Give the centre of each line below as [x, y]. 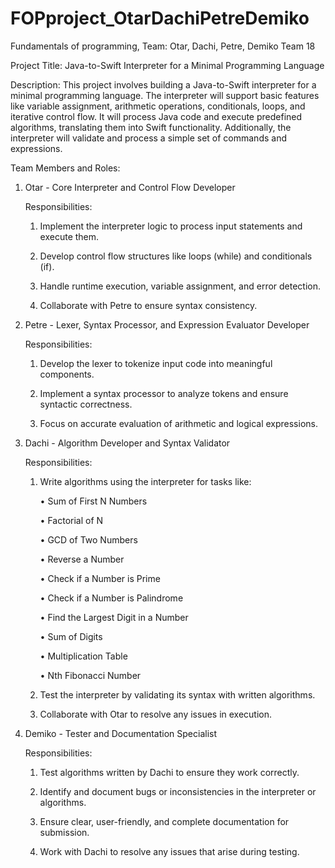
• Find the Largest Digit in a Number [114, 617]
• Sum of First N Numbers [93, 501]
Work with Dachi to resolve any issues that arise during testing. [169, 851]
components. [67, 374]
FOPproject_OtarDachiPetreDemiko [160, 18]
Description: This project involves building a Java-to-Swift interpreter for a [163, 84]
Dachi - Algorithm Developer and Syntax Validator [127, 443]
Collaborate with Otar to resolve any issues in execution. [156, 714]
